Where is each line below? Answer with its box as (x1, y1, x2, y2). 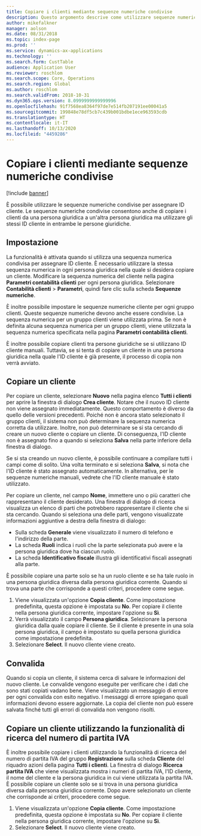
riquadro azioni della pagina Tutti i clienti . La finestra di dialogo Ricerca (6, 761, 183, 769)
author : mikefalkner (6, 20, 58, 26)
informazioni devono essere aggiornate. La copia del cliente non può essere (6, 700, 193, 707)
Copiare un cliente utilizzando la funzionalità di (6, 723, 185, 734)
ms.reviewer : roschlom (6, 70, 63, 76)
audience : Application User (6, 64, 77, 71)
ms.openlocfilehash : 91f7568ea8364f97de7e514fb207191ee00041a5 (6, 103, 167, 110)
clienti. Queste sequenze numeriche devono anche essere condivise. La (6, 309, 184, 317)
